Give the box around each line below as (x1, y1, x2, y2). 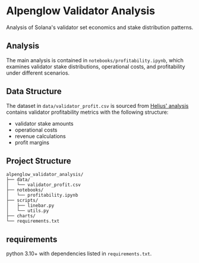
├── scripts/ (6, 197, 39, 204)
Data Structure (6, 86, 62, 97)
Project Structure (6, 156, 71, 166)
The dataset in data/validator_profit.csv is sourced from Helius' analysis (6, 102, 189, 109)
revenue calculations (14, 132, 67, 140)
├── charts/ (6, 213, 36, 219)
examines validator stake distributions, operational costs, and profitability (6, 63, 185, 70)
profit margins (14, 139, 49, 146)
